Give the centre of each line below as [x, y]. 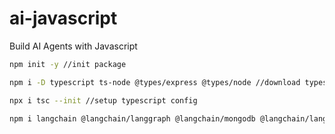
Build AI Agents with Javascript [73, 46]
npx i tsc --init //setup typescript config [103, 100]
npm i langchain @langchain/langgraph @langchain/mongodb [132, 118]
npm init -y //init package [68, 64]
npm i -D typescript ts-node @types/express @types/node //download [155, 82]
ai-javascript [63, 18]
